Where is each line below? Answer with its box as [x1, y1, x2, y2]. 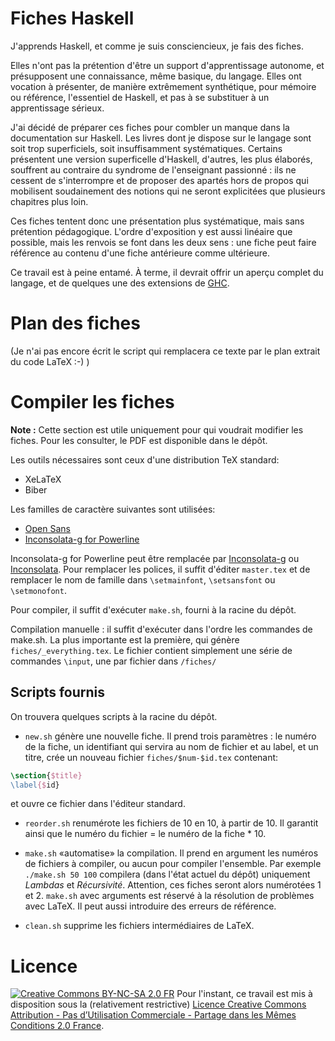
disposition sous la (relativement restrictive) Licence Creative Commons [10, 998, 307, 1011]
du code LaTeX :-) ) [10, 355, 90, 367]
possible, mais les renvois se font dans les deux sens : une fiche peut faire [10, 236, 317, 248]
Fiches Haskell [10, 7, 135, 30]
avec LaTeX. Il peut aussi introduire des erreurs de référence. [24, 900, 277, 912]
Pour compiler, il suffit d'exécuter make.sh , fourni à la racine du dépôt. [10, 603, 297, 616]
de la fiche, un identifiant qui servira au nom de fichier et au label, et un [24, 740, 319, 752]
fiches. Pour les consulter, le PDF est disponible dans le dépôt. [10, 434, 268, 446]
